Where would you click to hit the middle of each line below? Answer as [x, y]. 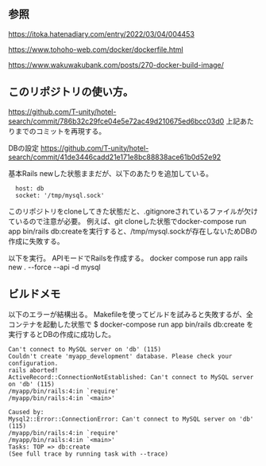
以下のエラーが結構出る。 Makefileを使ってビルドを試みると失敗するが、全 [131, 315]
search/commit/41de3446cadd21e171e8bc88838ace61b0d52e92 [115, 157]
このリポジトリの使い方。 [71, 92]
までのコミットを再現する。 [60, 131]
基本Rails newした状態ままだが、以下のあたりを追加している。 [110, 173]
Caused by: [26, 413]
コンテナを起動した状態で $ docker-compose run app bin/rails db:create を [131, 324]
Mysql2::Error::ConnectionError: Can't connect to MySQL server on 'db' [131, 419]
